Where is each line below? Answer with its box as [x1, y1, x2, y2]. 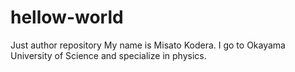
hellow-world [10, 6, 124, 29]
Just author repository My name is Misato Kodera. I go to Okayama [10, 39, 286, 51]
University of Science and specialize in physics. [10, 49, 207, 61]
